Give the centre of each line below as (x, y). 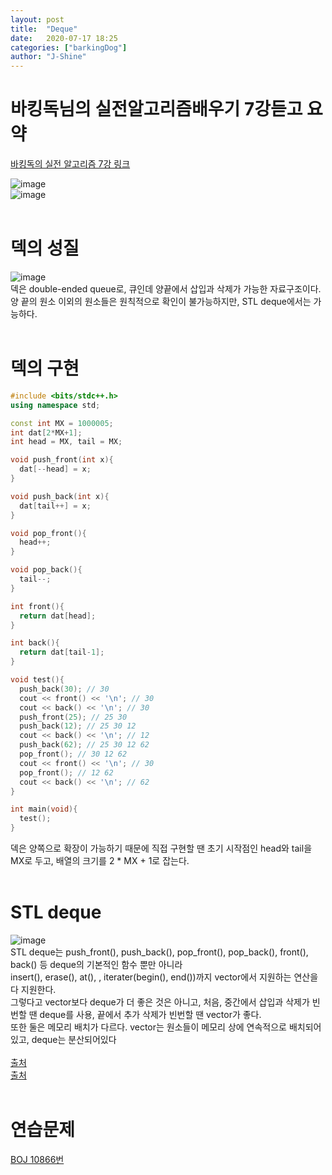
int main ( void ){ (44, 809)
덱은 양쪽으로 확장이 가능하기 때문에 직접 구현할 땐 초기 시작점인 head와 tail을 (161, 848)
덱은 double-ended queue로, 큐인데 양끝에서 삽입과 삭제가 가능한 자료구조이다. (166, 289)
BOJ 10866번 (37, 1159)
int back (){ (35, 643)
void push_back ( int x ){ (60, 496)
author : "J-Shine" (48, 57)
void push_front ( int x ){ (62, 460)
